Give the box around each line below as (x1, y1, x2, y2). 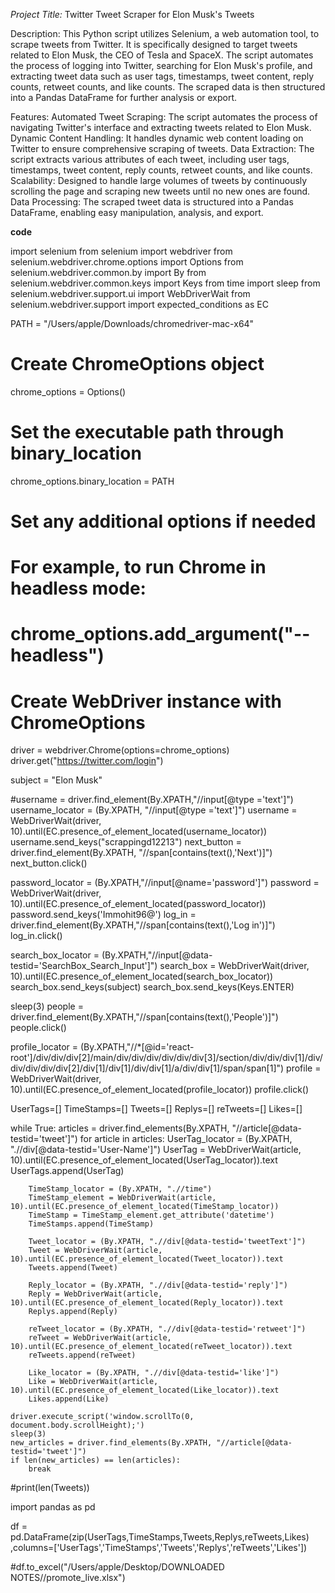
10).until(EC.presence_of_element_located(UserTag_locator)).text (10, 1154, 278, 1166)
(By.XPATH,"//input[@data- (101, 949, 213, 961)
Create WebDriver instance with (10, 690, 282, 713)
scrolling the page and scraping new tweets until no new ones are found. (10, 185, 311, 197)
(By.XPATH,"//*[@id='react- (80, 1041, 195, 1053)
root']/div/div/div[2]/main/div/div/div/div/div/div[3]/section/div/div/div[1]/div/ (10, 1052, 323, 1064)
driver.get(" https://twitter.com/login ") (10, 755, 164, 767)
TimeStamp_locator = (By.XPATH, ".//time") (28, 1184, 213, 1194)
